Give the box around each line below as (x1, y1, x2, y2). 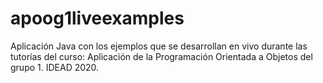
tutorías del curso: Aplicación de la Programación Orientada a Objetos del (10, 50, 313, 62)
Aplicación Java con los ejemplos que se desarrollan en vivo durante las (10, 40, 308, 52)
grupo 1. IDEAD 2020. (10, 61, 100, 73)
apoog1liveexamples (10, 7, 185, 30)
